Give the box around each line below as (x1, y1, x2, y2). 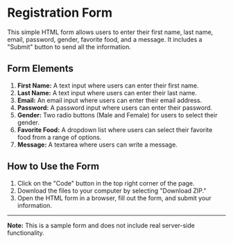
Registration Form (7, 5, 113, 21)
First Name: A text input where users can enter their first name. (17, 81, 199, 90)
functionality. (7, 228, 45, 237)
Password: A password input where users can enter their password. (17, 103, 213, 112)
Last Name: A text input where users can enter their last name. (17, 88, 198, 97)
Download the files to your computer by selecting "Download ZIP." (17, 186, 207, 195)
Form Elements (7, 63, 74, 74)
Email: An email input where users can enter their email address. (17, 96, 202, 104)
